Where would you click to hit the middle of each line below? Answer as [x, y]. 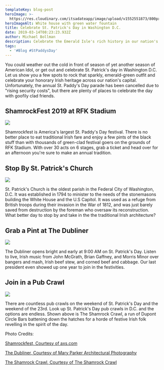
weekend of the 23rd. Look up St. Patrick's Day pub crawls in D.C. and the [80, 308]
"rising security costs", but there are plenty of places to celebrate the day [79, 91]
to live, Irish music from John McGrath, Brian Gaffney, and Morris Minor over [82, 256]
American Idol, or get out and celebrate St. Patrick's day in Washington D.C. [81, 69]
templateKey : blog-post [29, 10]
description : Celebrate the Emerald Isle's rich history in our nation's [82, 42]
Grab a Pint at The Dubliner [47, 231]
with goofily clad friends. [30, 95]
